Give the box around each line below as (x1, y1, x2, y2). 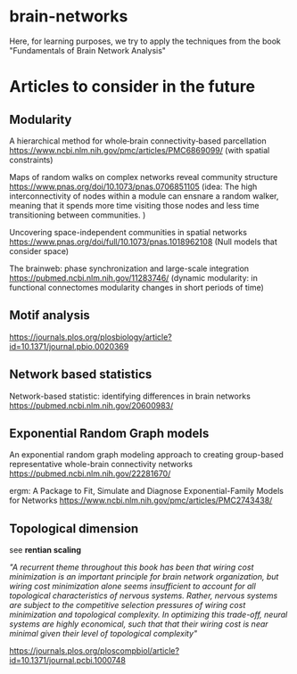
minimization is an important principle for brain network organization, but (9, 571, 279, 582)
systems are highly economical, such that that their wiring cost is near (9, 619, 269, 629)
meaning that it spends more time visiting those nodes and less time (9, 200, 260, 210)
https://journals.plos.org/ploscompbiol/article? (9, 645, 180, 656)
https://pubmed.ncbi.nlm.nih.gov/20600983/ (9, 399, 174, 411)
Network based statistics (9, 367, 153, 382)
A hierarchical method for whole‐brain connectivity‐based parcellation (9, 136, 267, 146)
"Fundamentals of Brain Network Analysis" (9, 45, 167, 55)
